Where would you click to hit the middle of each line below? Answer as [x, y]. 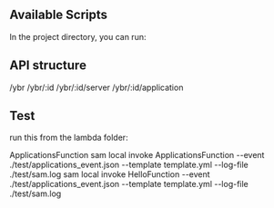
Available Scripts [58, 15]
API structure [48, 66]
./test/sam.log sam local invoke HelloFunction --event [110, 174]
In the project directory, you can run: [78, 36]
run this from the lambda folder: [69, 138]
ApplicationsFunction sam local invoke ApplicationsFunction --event [137, 155]
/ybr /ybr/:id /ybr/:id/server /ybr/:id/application [96, 87]
